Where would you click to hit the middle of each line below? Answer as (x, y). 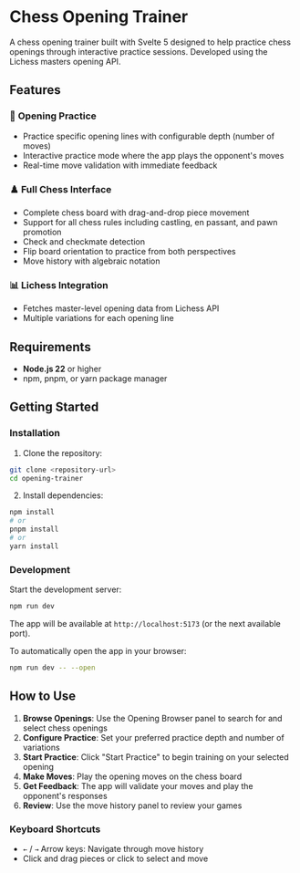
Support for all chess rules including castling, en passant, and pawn (150, 222)
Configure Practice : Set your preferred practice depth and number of (153, 737)
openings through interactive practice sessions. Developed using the (139, 51)
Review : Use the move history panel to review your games (132, 805)
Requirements (50, 347)
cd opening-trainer (47, 478)
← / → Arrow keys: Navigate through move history (113, 849)
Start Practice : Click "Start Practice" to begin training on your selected (155, 757)
